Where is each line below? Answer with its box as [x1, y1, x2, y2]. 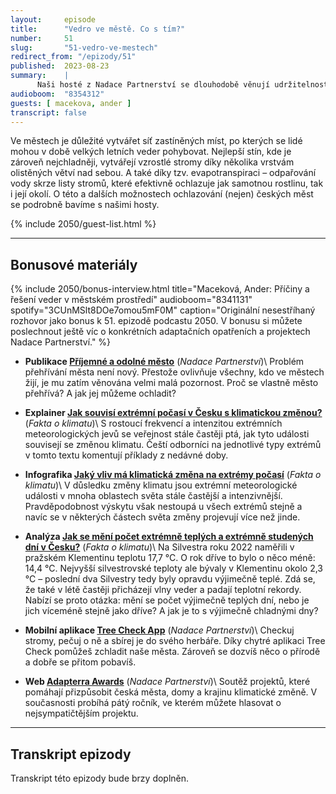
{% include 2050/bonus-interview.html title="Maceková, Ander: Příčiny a [10, 283, 310, 295]
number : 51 [10, 33, 74, 43]
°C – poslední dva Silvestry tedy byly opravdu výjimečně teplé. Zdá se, [24, 573, 316, 585]
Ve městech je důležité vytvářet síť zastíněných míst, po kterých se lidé [10, 135, 303, 147]
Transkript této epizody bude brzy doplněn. [10, 772, 190, 784]
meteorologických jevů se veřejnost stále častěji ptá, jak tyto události [24, 428, 310, 440]
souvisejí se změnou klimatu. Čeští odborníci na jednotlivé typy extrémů [24, 439, 322, 451]
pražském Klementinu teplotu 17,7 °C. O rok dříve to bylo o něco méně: [24, 552, 316, 564]
